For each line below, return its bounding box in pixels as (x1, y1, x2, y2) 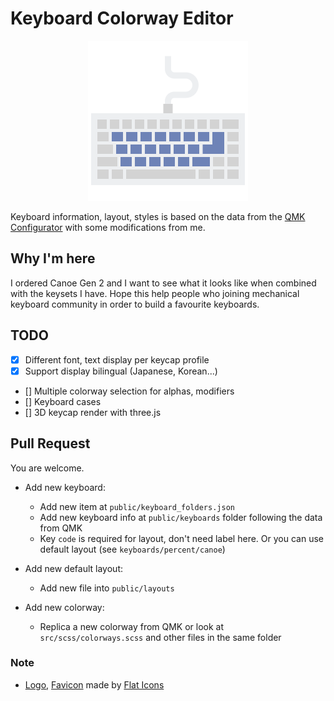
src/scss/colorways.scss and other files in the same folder (39, 631, 282, 643)
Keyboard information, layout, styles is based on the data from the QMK (10, 210, 306, 222)
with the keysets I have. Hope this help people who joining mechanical (10, 287, 300, 299)
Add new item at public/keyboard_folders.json (39, 500, 235, 512)
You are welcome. (10, 462, 85, 474)
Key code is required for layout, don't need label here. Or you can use (39, 532, 324, 544)
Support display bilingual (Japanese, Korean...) (24, 365, 218, 377)
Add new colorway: (24, 601, 105, 613)
